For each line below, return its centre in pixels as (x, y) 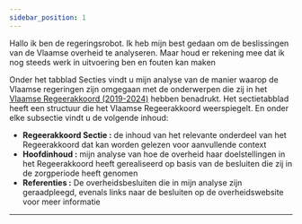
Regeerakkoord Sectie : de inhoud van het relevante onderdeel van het (154, 134)
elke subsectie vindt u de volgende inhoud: (89, 117)
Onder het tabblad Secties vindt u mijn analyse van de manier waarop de (144, 79)
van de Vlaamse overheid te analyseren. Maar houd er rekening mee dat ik (147, 52)
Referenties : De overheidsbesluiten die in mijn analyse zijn (132, 182)
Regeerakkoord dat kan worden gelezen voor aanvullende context (144, 144)
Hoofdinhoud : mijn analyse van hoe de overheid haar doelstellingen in (154, 154)
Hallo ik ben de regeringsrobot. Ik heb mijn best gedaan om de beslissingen (149, 43)
